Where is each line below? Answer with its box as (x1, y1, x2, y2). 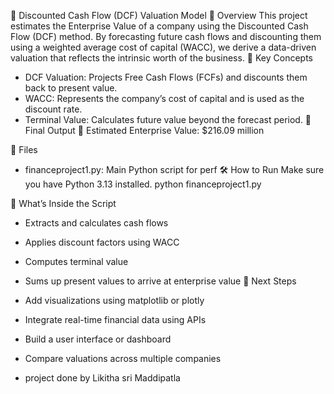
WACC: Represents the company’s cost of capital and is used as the (24, 93, 305, 104)
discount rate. (24, 103, 83, 115)
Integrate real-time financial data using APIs (24, 314, 207, 325)
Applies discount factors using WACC (24, 236, 180, 248)
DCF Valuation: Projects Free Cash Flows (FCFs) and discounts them (24, 71, 308, 83)
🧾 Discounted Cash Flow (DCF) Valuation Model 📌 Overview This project (10, 10, 308, 21)
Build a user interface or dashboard (24, 333, 172, 345)
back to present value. (24, 82, 118, 94)
